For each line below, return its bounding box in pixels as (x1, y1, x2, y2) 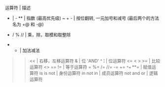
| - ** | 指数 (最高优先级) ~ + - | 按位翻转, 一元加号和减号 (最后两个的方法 (12, 15, 159, 21)
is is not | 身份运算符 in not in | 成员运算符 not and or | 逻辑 (39, 70, 158, 76)
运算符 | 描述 (5, 5, 31, 10)
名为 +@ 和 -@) (12, 22, 44, 27)
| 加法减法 (19, 48, 40, 53)
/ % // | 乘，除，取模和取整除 (12, 32, 71, 37)
